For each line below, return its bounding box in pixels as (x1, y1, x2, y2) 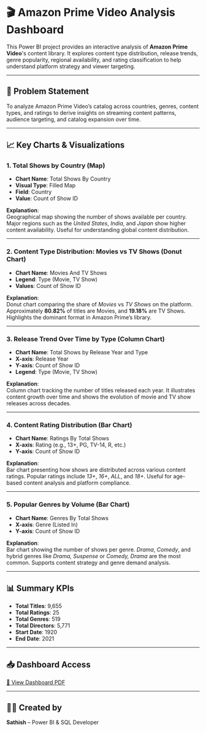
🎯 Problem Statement (6, 86, 90, 96)
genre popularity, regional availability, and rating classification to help (6, 56, 182, 63)
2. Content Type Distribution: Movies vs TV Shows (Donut (6, 247, 182, 256)
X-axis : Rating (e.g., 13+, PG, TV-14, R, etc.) (15, 441, 126, 449)
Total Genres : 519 (15, 615, 61, 623)
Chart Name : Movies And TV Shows (15, 269, 107, 276)
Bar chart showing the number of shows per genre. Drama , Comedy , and (6, 545, 191, 553)
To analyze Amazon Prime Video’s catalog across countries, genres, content (6, 103, 199, 110)
